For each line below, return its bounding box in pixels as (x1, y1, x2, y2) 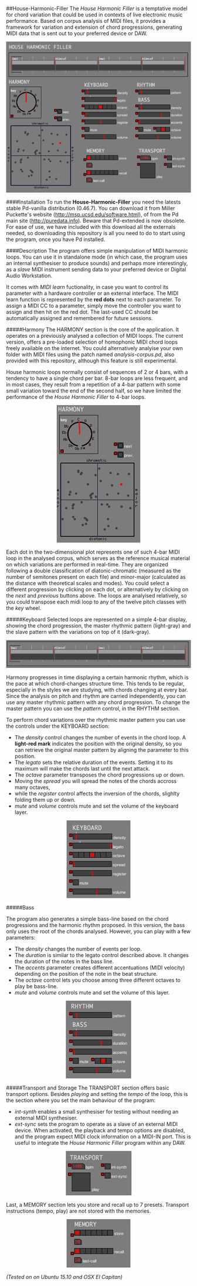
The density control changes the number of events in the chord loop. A (14, 734, 186, 741)
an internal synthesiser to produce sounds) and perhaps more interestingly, (6, 259, 188, 266)
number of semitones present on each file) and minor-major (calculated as (6, 573, 186, 580)
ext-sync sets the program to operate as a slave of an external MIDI (14, 1120, 178, 1128)
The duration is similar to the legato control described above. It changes (14, 951, 189, 958)
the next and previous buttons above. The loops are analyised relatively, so (6, 592, 187, 599)
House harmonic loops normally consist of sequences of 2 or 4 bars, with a (6, 368, 188, 375)
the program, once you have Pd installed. (6, 236, 106, 243)
